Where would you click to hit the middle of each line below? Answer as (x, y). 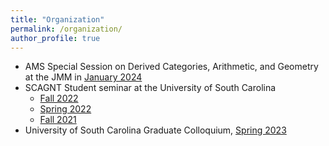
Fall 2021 (58, 120)
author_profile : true (55, 38)
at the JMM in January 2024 (83, 77)
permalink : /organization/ (66, 29)
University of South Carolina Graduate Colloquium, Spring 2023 (155, 130)
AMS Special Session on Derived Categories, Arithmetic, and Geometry (171, 67)
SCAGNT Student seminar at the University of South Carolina (150, 88)
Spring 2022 (65, 109)
